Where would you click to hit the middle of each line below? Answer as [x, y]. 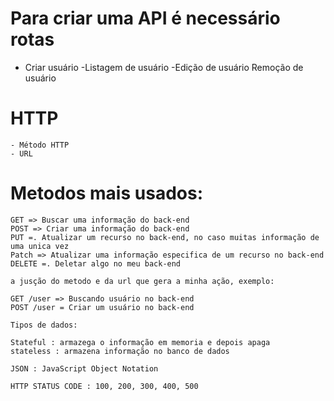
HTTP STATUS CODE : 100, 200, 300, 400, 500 [104, 386]
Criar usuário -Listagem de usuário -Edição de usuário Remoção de [164, 67]
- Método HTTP [40, 145]
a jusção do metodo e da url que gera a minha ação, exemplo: [142, 281]
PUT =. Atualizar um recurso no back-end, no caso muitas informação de [165, 237]
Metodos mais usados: [106, 193]
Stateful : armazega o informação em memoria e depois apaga [140, 342]
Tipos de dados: [44, 325]
